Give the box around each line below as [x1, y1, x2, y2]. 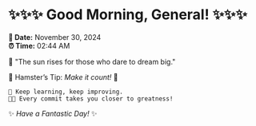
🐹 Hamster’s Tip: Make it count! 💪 [8, 72, 118, 81]
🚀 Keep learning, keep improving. [8, 88, 124, 96]
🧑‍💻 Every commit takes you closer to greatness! [8, 94, 174, 103]
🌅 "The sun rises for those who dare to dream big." [8, 57, 176, 66]
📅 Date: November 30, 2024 [8, 32, 102, 41]
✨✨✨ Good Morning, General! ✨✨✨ [8, 6, 248, 24]
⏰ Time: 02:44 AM [8, 41, 70, 50]
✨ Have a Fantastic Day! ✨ [8, 108, 98, 118]
